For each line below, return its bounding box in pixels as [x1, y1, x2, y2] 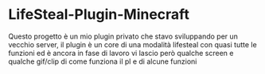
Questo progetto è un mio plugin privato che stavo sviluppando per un [8, 31, 239, 41]
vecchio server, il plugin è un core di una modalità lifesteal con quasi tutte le [8, 39, 257, 49]
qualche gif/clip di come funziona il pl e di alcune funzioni [8, 57, 197, 66]
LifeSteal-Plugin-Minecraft [8, 6, 189, 24]
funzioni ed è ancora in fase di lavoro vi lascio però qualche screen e [8, 48, 234, 57]
